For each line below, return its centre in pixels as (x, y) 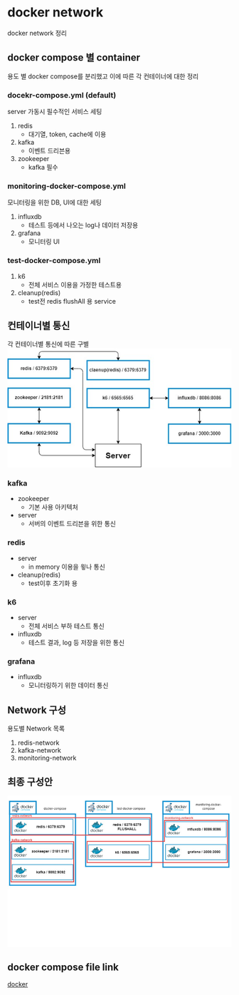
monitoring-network (47, 758)
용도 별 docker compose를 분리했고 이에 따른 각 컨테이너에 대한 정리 (103, 76)
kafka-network (39, 751)
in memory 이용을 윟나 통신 (67, 567)
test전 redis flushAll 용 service (72, 301)
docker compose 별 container (74, 58)
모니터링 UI (44, 242)
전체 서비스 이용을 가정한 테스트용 (75, 284)
